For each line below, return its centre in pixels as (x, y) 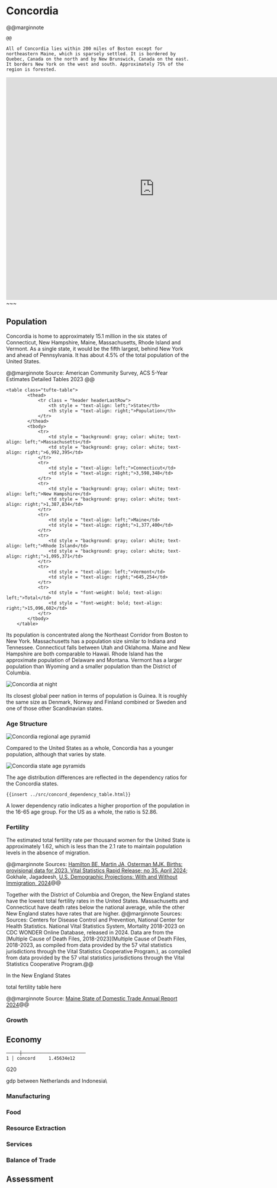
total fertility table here (34, 987)
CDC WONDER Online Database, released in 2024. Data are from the (90, 933)
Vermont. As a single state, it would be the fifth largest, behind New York (95, 349)
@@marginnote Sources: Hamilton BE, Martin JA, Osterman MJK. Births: (94, 864)
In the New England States (38, 975)
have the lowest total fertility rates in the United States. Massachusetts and (97, 901)
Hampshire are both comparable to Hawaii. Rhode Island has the (85, 654)
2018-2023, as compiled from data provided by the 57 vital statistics (89, 945)
